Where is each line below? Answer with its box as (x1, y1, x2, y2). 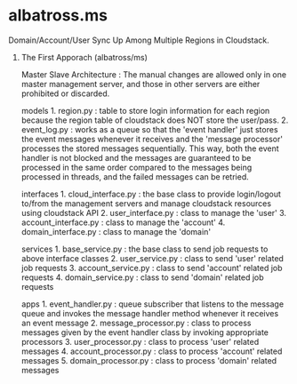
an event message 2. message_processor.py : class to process (20, 317, 252, 328)
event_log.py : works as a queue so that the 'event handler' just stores (20, 124, 278, 134)
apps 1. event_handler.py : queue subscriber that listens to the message (20, 299, 285, 309)
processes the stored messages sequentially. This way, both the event (20, 143, 279, 154)
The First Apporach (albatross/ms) (20, 52, 148, 62)
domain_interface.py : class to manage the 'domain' (20, 226, 211, 236)
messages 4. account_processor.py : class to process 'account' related (20, 346, 283, 356)
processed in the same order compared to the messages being (20, 162, 253, 172)
